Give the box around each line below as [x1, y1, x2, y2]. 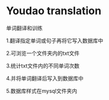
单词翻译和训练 [6, 24, 43, 31]
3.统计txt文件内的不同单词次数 [6, 62, 80, 69]
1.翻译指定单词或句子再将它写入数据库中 [6, 37, 104, 44]
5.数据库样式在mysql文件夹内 [6, 87, 78, 94]
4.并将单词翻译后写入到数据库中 [6, 75, 84, 82]
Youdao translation [6, 4, 102, 18]
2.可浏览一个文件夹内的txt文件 [6, 49, 80, 57]
